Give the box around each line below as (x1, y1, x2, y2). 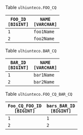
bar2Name (33, 79, 55, 85)
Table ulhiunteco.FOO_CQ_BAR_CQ (5, 91, 72, 97)
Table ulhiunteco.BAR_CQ (5, 48, 57, 53)
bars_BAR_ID (46, 103, 75, 109)
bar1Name (33, 72, 55, 78)
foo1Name (33, 29, 55, 35)
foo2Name (33, 36, 55, 41)
